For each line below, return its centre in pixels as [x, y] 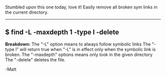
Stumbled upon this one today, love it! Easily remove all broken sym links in [82, 7]
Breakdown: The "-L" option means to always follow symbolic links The [78, 44]
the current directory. [27, 12]
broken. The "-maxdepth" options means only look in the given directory [79, 54]
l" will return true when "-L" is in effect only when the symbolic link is [86, 49]
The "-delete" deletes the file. [35, 60]
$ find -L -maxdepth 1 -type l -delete [62, 32]
